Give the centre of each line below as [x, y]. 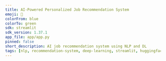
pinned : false [20, 42]
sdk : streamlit [21, 28]
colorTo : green [21, 23]
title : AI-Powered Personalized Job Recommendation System [67, 10]
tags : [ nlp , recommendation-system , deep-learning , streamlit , [72, 51]
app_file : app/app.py [27, 37]
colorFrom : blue [22, 19]
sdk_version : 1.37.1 [26, 32]
